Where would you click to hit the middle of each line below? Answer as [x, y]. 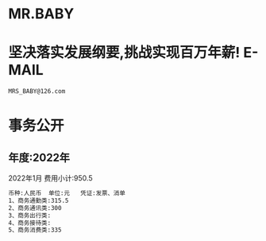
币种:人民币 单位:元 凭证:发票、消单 [67, 193]
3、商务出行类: [30, 216]
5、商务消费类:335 [35, 230]
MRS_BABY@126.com [37, 91]
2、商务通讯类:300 [35, 208]
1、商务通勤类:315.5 [39, 200]
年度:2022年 [39, 157]
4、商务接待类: [30, 223]
